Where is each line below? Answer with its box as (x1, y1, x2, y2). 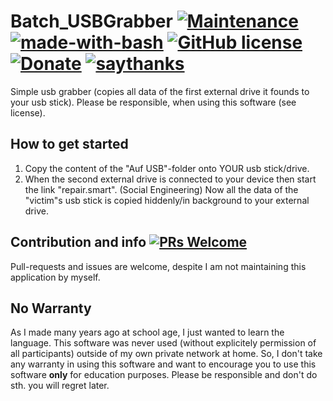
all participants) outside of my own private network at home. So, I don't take (10, 348, 323, 360)
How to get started (10, 136, 129, 153)
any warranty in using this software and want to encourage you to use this (10, 358, 317, 370)
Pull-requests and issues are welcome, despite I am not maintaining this (10, 260, 307, 272)
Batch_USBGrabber (10, 10, 173, 33)
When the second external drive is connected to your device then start (24, 173, 317, 185)
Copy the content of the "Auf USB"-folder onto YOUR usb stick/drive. (24, 162, 310, 174)
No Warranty (10, 300, 92, 317)
